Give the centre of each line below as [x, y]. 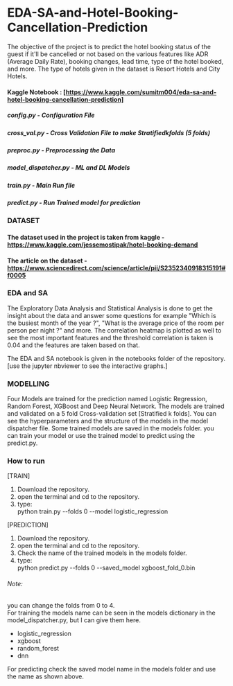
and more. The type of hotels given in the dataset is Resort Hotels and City [114, 69]
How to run [26, 461]
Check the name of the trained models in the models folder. [102, 553]
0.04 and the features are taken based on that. [74, 345]
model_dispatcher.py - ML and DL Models [69, 168]
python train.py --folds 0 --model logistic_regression [93, 511]
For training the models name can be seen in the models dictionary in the [112, 613]
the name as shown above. [46, 676]
